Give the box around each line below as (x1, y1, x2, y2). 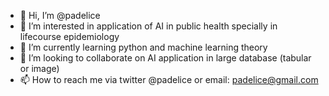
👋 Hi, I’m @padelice (19, 10, 101, 21)
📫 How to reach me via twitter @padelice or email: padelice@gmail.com (19, 74, 319, 85)
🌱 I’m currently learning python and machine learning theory (19, 41, 268, 53)
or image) (19, 63, 60, 74)
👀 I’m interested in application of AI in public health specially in (19, 20, 278, 32)
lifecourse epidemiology (19, 31, 120, 42)
